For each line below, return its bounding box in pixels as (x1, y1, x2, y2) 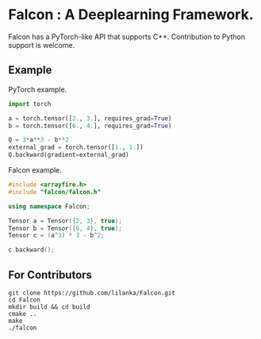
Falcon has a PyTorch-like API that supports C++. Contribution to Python (8, 32, 246, 41)
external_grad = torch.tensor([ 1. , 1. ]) (8, 143, 144, 152)
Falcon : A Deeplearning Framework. (8, 6, 254, 24)
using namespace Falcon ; (8, 202, 90, 210)
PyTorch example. (8, 84, 67, 94)
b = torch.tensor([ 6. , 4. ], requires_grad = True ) (8, 122, 172, 130)
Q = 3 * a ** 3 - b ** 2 (8, 136, 69, 144)
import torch (8, 99, 52, 108)
